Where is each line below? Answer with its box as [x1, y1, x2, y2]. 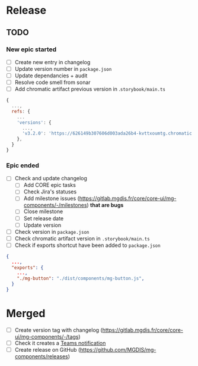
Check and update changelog [14, 175, 88, 182]
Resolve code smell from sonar [14, 79, 91, 86]
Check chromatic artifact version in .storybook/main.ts [14, 234, 150, 242]
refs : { [11, 108, 31, 114]
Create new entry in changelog [14, 58, 91, 65]
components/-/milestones [23, 202, 87, 209]
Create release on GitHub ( [14, 346, 81, 354]
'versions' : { [17, 120, 52, 126]
